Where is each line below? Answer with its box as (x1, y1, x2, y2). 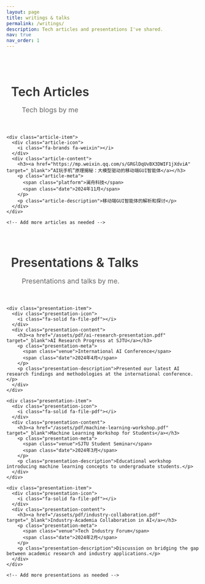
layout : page (6, 9, 40, 15)
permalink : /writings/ (6, 20, 64, 26)
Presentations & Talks (11, 255, 139, 271)
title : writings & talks (6, 15, 70, 21)
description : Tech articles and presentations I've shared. (6, 26, 164, 33)
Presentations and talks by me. (21, 276, 120, 286)
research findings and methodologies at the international (6, 371, 161, 377)
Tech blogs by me (21, 106, 79, 114)
